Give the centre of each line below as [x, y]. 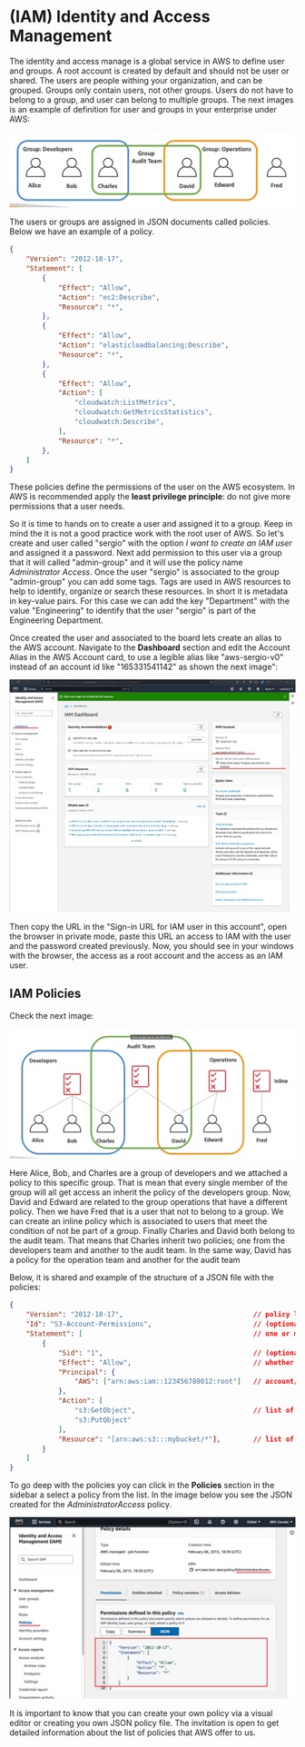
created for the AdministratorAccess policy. [91, 1505]
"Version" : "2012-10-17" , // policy [158, 1315]
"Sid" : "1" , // [159, 1353]
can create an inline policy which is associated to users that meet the [138, 1221]
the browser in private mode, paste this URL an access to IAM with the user [151, 936]
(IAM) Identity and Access [110, 17]
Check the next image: [52, 1015]
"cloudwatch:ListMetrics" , [125, 403]
